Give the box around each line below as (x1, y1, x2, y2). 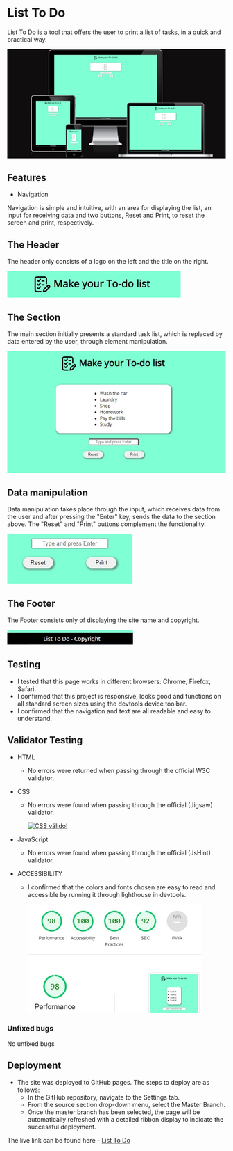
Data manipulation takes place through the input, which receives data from (7, 505, 221, 514)
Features (7, 172, 46, 184)
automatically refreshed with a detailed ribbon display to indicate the (27, 1115, 224, 1123)
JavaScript (17, 835, 49, 843)
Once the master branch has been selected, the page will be (27, 1108, 200, 1116)
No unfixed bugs (7, 1039, 55, 1048)
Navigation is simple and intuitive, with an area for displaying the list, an (7, 204, 212, 212)
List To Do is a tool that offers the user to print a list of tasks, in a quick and (7, 28, 221, 36)
